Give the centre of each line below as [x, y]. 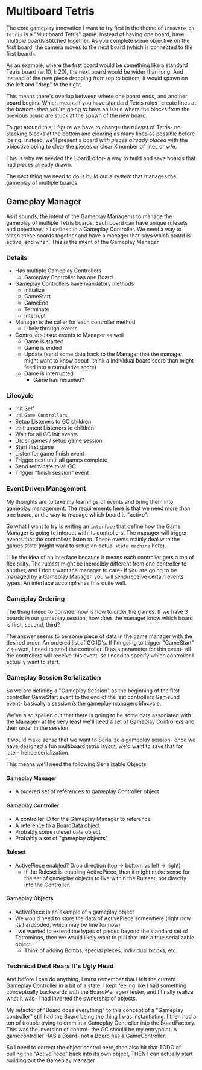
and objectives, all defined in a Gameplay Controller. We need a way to [94, 229]
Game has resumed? [58, 380]
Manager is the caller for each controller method [75, 322]
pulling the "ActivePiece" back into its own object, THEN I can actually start [99, 1054]
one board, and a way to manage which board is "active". [77, 514]
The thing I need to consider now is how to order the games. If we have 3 [97, 611]
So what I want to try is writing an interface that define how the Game [93, 526]
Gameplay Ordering [36, 598]
